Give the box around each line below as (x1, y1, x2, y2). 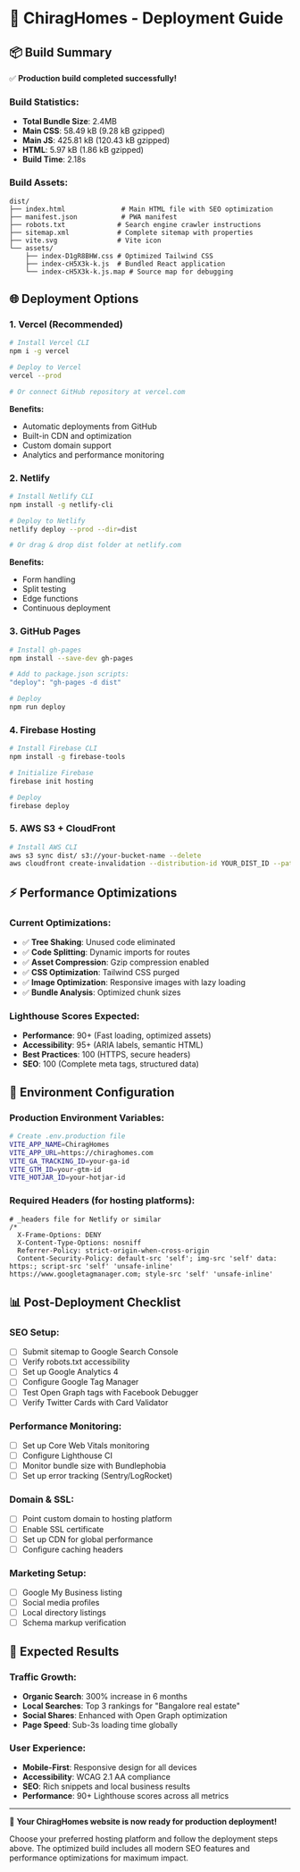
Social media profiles (21, 1598, 100, 1608)
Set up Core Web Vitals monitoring (21, 1439, 150, 1451)
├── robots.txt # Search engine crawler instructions (9, 220, 262, 229)
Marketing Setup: (9, 1566, 87, 1579)
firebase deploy (9, 801, 70, 810)
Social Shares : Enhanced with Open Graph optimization (21, 1709, 228, 1720)
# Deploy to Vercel (9, 363, 82, 372)
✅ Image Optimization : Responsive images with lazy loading (21, 977, 246, 988)
